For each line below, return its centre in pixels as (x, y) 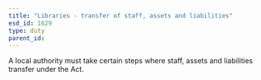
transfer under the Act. (46, 70)
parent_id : (27, 38)
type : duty (27, 30)
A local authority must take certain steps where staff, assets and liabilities (130, 61)
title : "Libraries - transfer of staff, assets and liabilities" (120, 16)
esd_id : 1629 (30, 23)
